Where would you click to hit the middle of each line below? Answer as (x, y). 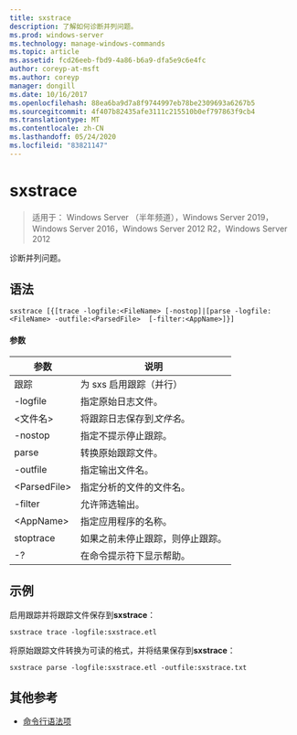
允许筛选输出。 (113, 504)
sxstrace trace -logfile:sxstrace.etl (83, 632)
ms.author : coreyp (44, 78)
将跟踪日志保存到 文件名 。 (136, 419)
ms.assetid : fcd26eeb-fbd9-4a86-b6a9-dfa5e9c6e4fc (108, 60)
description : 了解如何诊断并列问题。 (74, 27)
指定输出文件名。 (117, 470)
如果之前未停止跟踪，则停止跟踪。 (154, 538)
